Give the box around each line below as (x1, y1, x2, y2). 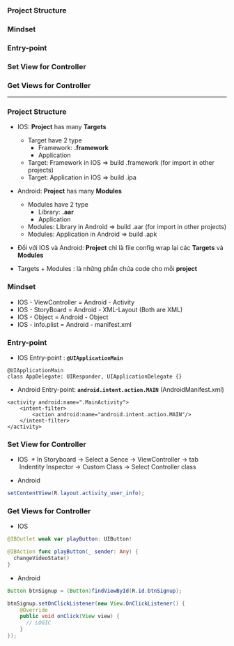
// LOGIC (25, 619, 52, 626)
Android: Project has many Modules (17, 187, 122, 196)
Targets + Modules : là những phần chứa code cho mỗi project (17, 265, 197, 273)
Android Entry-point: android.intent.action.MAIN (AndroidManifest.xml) (17, 385, 224, 393)
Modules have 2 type (27, 200, 88, 209)
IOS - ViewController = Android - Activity (17, 298, 135, 306)
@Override (19, 606, 49, 613)
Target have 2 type (27, 136, 82, 145)
